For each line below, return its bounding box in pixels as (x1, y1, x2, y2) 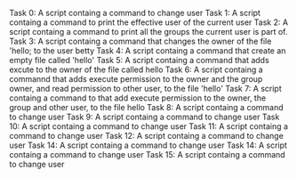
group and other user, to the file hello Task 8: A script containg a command (9, 102, 284, 112)
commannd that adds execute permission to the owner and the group (9, 74, 263, 84)
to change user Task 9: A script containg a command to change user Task (9, 111, 280, 122)
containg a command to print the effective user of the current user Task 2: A (9, 17, 289, 28)
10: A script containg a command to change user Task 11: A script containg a (9, 121, 289, 132)
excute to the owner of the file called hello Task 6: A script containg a (9, 64, 264, 75)
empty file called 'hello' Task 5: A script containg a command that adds (9, 55, 269, 65)
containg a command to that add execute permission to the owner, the (9, 93, 267, 103)
